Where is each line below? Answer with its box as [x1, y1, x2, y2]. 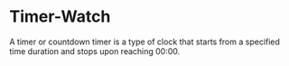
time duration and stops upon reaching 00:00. [9, 45, 181, 56]
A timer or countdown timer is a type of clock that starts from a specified [9, 36, 280, 47]
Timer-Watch [9, 6, 111, 27]
